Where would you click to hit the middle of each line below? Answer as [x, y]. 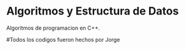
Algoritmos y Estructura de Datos [92, 11]
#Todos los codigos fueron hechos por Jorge [63, 39]
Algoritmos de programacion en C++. [53, 28]
